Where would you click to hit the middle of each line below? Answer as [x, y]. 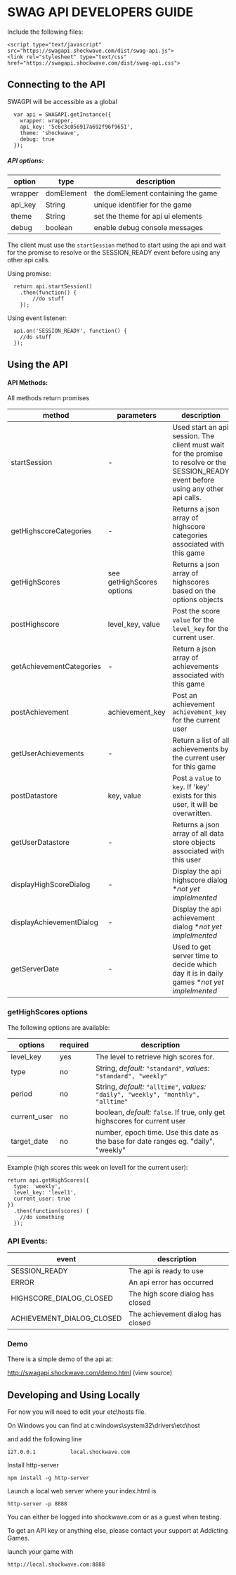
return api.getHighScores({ [48, 1180]
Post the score [196, 611]
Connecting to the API [56, 85]
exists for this [195, 796]
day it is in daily [198, 974]
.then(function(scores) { [52, 1211]
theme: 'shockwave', [50, 133]
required [74, 1045]
